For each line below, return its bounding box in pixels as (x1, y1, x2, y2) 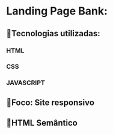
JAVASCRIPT (6, 78, 45, 87)
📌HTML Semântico (6, 118, 78, 128)
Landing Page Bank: (6, 4, 108, 18)
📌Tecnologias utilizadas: (6, 28, 100, 39)
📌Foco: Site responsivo (6, 97, 95, 107)
